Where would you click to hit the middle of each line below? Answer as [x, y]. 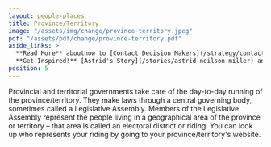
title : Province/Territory [54, 23]
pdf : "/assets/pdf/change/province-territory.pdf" [95, 38]
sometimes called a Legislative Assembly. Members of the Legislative [124, 108]
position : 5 [28, 69]
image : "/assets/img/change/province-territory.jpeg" [101, 31]
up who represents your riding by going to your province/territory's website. [135, 134]
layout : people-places [46, 16]
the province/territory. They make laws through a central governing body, [130, 100]
